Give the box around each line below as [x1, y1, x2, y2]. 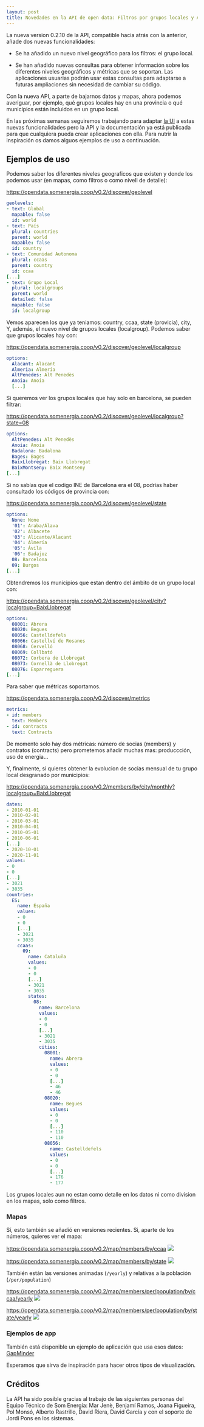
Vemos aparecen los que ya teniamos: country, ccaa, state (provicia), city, [6, 319, 192, 326]
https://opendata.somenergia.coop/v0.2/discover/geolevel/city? [6, 597, 166, 604]
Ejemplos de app [6, 1329, 56, 1338]
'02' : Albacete [12, 528, 50, 534]
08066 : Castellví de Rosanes [12, 638, 86, 644]
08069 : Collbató [12, 649, 53, 655]
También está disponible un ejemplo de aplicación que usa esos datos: [6, 1343, 183, 1350]
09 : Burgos [12, 562, 39, 568]
